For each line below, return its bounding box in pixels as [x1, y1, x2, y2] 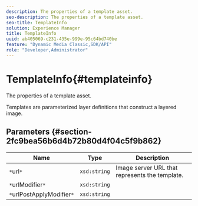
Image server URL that [115, 164, 178, 172]
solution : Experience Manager [6, 25, 81, 31]
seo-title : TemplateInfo [6, 19, 67, 25]
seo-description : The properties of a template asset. [6, 14, 144, 20]
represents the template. [115, 171, 184, 179]
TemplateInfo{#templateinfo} [6, 72, 153, 86]
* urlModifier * [9, 181, 46, 189]
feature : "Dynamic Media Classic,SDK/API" [6, 42, 112, 48]
